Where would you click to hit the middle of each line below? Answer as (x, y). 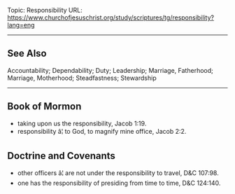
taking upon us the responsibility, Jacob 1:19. (82, 123)
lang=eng (21, 25)
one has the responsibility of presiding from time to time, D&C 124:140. (119, 183)
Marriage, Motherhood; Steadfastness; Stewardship (82, 78)
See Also (27, 54)
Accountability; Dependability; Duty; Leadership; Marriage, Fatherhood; (110, 70)
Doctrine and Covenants (61, 156)
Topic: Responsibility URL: (45, 10)
